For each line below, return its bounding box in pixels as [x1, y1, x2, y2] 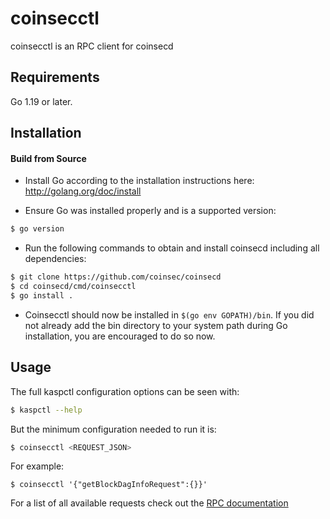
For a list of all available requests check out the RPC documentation [10, 497, 289, 509]
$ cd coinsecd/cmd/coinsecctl [10, 282, 137, 292]
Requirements [10, 69, 100, 86]
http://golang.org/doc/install [24, 185, 142, 197]
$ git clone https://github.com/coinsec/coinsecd [10, 272, 222, 282]
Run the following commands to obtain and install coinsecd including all [24, 242, 320, 254]
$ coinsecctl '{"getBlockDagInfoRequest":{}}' [10, 480, 208, 490]
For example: [10, 460, 65, 472]
